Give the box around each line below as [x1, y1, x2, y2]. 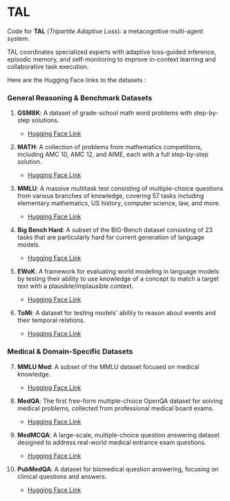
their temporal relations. [17, 316, 86, 325]
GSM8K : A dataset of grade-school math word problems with [17, 108, 192, 117]
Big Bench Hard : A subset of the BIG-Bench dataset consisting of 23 [17, 226, 213, 234]
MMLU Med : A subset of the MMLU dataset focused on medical [17, 362, 200, 370]
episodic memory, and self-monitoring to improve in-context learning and [7, 55, 216, 63]
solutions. [31, 116, 59, 124]
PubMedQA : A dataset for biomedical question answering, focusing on [17, 464, 219, 473]
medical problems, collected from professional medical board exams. [17, 404, 214, 412]
